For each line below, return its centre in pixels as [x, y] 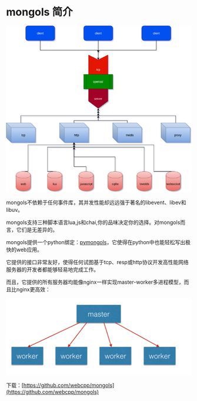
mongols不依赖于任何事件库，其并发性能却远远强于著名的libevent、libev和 [96, 202]
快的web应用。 [24, 249]
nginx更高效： [34, 289]
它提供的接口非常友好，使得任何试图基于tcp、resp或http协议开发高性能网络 [98, 262]
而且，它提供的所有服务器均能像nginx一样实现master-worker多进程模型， [95, 282]
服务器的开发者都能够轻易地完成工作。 [52, 269]
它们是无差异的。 [37, 229]
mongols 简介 [39, 12]
